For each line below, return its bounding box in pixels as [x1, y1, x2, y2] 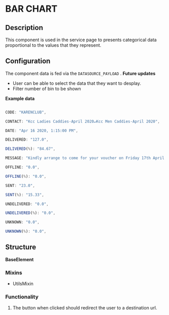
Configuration [5, 57, 51, 66]
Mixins [5, 269, 22, 276]
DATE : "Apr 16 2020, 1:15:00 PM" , [5, 128, 79, 133]
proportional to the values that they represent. [5, 42, 102, 48]
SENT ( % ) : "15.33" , [5, 192, 44, 197]
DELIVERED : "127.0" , [5, 137, 49, 142]
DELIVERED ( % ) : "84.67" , [5, 146, 56, 151]
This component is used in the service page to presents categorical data [5, 37, 157, 43]
